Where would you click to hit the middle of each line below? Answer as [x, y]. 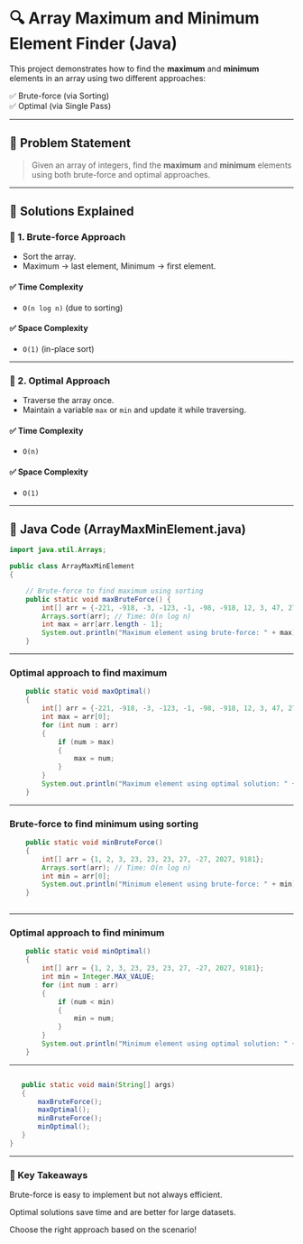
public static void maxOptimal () [88, 692]
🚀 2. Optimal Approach [60, 381]
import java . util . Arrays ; [58, 550]
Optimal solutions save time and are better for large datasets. [123, 1212]
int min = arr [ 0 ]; [76, 876]
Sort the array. [49, 257]
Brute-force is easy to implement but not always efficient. [116, 1195]
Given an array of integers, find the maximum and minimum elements [161, 165]
